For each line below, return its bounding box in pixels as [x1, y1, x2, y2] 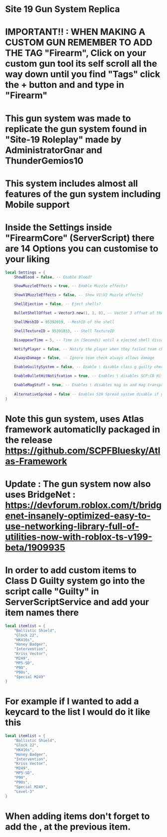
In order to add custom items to [5, 564, 137, 576]
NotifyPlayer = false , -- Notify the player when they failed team [14, 346, 157, 352]
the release [5, 434, 53, 445]
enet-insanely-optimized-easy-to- [5, 510, 151, 521]
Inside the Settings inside [5, 222, 112, 233]
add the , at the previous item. [5, 821, 131, 833]
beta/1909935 [5, 542, 66, 553]
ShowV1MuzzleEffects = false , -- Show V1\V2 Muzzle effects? [14, 292, 143, 297]
